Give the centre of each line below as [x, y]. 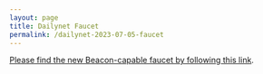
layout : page [34, 18]
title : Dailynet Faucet [54, 26]
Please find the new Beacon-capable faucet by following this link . [131, 60]
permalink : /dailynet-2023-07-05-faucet [87, 34]
